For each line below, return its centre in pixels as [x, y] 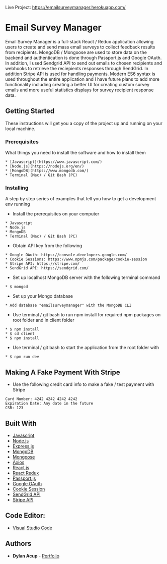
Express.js [23, 446]
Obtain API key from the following [47, 246]
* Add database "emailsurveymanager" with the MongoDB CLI [68, 305]
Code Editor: [25, 516]
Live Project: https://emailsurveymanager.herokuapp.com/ [65, 7]
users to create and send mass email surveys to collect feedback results [80, 47]
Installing [17, 188]
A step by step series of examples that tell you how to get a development [81, 199]
